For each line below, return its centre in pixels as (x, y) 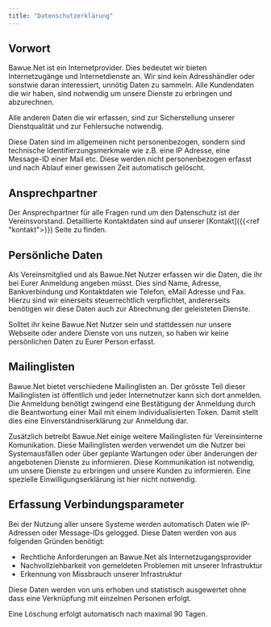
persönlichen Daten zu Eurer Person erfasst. (82, 342)
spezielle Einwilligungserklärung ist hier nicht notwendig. (103, 479)
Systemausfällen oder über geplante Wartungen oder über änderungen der (133, 454)
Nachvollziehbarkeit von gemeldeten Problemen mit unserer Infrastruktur (141, 565)
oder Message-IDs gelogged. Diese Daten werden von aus (139, 533)
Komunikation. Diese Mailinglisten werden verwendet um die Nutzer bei (127, 445)
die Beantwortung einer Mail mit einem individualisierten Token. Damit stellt (133, 412)
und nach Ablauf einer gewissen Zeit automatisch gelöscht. (107, 168)
